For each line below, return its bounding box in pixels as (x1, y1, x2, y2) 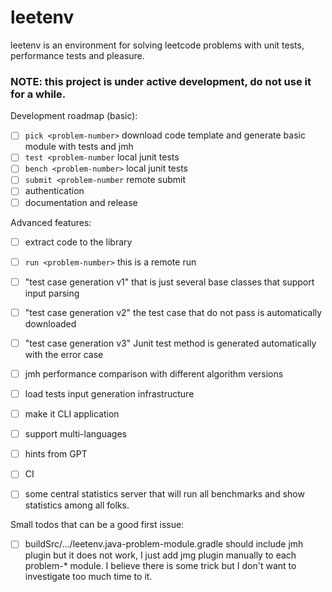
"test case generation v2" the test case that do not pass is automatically (24, 306, 323, 318)
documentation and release (24, 196, 138, 208)
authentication (24, 185, 85, 197)
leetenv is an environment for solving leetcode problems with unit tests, (10, 39, 305, 51)
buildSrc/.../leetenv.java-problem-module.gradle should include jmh (24, 538, 304, 550)
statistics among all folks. (24, 499, 130, 511)
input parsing (24, 287, 80, 299)
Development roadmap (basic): (10, 110, 138, 122)
